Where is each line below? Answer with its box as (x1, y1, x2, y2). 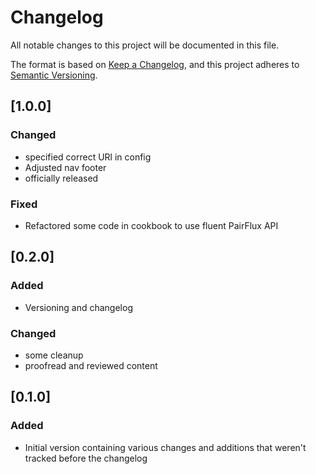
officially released (24, 172, 99, 184)
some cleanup (24, 349, 84, 361)
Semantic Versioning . (10, 69, 98, 81)
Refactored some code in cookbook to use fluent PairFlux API (24, 219, 279, 231)
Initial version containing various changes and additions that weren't (24, 441, 307, 453)
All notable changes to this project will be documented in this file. (10, 39, 280, 51)
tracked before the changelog (24, 452, 148, 464)
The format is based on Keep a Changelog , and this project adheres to (10, 58, 300, 70)
